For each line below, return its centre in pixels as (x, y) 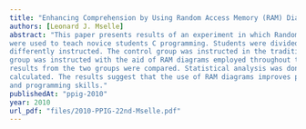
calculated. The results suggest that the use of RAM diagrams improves (150, 77)
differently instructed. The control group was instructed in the (138, 52)
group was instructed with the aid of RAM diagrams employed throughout (150, 60)
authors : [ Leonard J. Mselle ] (67, 26)
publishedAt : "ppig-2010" (58, 94)
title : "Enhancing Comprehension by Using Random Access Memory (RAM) (146, 18)
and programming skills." (58, 85)
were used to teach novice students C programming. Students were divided (154, 43)
